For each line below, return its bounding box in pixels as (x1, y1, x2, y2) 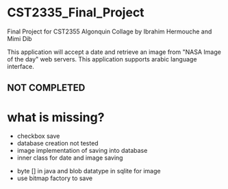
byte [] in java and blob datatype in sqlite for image (16, 167, 161, 175)
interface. (7, 62, 34, 70)
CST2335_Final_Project (7, 5, 145, 20)
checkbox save (16, 132, 60, 141)
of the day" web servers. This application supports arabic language (7, 55, 197, 63)
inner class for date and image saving (16, 154, 123, 162)
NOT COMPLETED (7, 82, 86, 93)
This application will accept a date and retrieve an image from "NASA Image (7, 48, 221, 56)
